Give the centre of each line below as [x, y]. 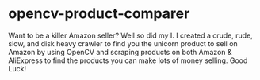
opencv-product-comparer [99, 14]
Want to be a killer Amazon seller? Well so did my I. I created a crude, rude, [131, 35]
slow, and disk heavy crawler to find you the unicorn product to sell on [123, 43]
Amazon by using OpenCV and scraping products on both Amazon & [120, 52]
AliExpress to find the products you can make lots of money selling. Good [128, 60]
